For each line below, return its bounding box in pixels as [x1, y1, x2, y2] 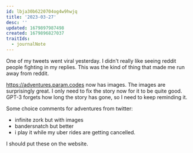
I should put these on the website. [6, 140, 88, 147]
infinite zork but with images [14, 116, 84, 123]
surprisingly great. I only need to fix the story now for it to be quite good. [6, 87, 182, 94]
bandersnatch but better [14, 123, 74, 130]
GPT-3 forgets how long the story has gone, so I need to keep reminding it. [6, 93, 188, 100]
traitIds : [6, 36, 31, 42]
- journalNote [11, 42, 46, 47]
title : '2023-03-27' [6, 14, 57, 20]
